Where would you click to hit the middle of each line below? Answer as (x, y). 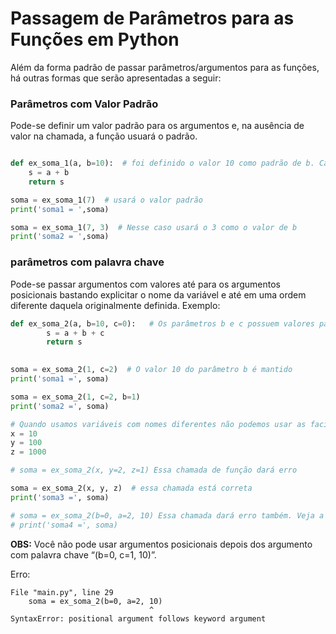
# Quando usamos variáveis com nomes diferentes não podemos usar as (158, 424)
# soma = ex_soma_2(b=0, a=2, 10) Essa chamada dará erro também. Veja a (167, 515)
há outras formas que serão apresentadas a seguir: (116, 78)
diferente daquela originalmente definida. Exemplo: (115, 305)
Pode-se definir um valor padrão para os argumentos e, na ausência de (157, 126)
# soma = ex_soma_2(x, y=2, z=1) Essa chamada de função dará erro (154, 470)
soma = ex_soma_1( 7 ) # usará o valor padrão (106, 200)
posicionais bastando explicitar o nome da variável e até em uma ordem (158, 294)
